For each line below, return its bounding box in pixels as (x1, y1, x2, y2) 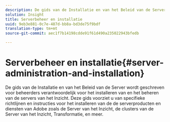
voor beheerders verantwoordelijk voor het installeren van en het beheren (5, 89, 159, 96)
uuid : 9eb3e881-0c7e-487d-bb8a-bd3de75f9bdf (5, 21, 101, 27)
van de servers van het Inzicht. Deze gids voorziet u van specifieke (5, 95, 145, 101)
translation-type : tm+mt (5, 26, 58, 31)
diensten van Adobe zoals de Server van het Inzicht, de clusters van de (5, 105, 154, 111)
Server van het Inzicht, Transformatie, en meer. (5, 111, 104, 117)
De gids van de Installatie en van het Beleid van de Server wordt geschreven (5, 84, 164, 90)
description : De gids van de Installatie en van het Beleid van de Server (5, 7, 166, 13)
